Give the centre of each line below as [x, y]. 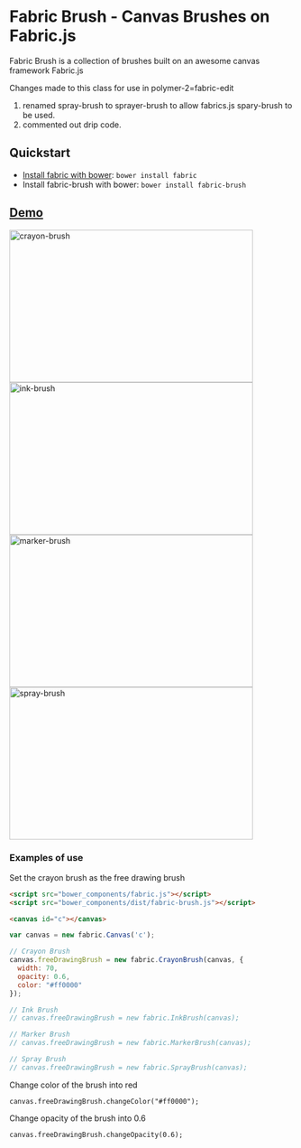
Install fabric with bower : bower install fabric [109, 174]
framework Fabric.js [46, 70]
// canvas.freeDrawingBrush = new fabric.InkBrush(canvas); [125, 1018]
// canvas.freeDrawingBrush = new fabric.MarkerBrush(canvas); [131, 1043]
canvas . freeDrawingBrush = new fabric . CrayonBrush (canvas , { [127, 960]
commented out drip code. [72, 125]
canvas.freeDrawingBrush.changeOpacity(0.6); [96, 1134]
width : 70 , [38, 968]
